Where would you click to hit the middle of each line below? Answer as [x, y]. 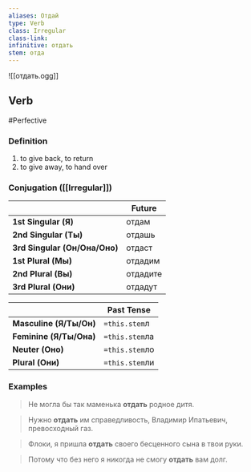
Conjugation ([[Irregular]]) [60, 188]
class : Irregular [37, 30]
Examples [28, 387]
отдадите [144, 274]
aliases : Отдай [34, 16]
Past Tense [129, 310]
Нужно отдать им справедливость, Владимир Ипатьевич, [128, 420]
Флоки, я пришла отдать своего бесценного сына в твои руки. [136, 444]
